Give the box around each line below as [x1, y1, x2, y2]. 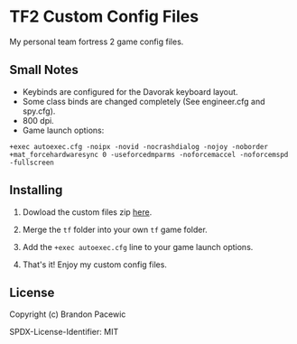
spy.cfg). [22, 106, 56, 116]
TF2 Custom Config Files [9, 6, 200, 27]
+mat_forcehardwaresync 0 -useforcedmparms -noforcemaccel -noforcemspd [9, 150, 289, 159]
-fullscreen [9, 158, 54, 167]
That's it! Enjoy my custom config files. [22, 259, 167, 270]
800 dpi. [22, 115, 54, 126]
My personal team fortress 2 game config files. [9, 36, 184, 47]
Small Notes [9, 62, 79, 78]
